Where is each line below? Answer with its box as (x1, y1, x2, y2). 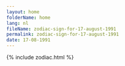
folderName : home (6, 15, 51, 21)
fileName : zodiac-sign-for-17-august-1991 (6, 25, 116, 32)
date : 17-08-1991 (6, 37, 51, 43)
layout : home (6, 8, 40, 15)
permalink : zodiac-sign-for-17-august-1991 (6, 31, 119, 38)
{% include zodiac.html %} (6, 54, 74, 61)
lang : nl (6, 20, 29, 26)
